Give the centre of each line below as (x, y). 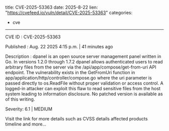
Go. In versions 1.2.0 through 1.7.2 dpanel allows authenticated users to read (84, 62)
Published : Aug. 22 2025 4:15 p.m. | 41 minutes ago (59, 47)
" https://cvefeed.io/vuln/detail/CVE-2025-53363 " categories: (69, 13)
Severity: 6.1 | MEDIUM (29, 109)
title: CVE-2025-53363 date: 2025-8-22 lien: (52, 7)
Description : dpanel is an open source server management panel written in (83, 56)
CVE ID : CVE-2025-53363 (33, 37)
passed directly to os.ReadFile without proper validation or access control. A (84, 83)
